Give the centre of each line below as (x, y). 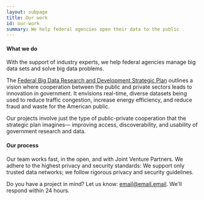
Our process (22, 146)
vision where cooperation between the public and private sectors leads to (99, 87)
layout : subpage (27, 12)
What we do (22, 48)
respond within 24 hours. (38, 190)
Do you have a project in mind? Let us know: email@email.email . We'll (94, 183)
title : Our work (27, 18)
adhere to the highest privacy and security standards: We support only (96, 165)
